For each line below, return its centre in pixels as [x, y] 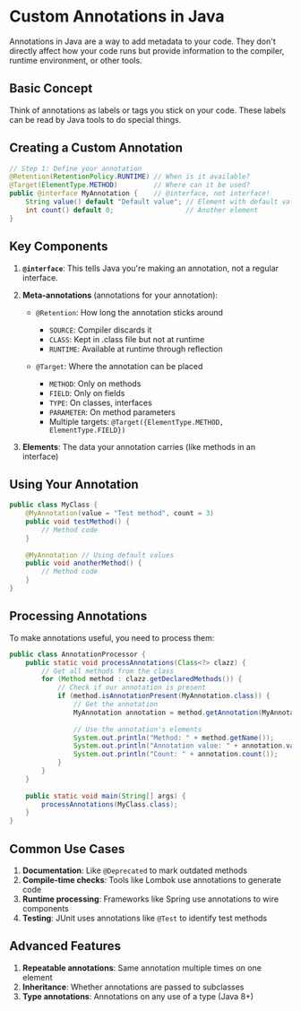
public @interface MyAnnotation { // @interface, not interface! [140, 194]
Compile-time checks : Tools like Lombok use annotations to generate [152, 879]
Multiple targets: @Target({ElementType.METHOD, [136, 421]
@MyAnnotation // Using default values [100, 555]
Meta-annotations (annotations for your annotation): [120, 295]
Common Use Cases [67, 849]
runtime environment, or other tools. [76, 60]
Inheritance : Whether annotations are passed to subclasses [133, 987]
